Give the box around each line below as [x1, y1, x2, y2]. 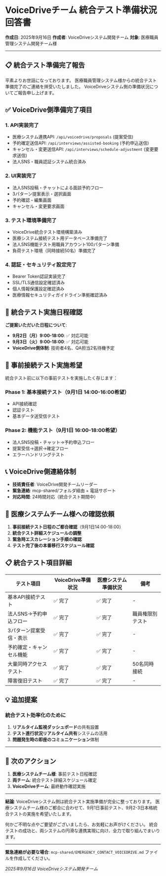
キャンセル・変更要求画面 [12, 203, 65, 209]
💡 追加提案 [5, 695, 38, 704]
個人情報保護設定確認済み [12, 286, 65, 292]
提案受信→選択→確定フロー [12, 445, 69, 451]
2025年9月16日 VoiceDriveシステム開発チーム [5, 866, 98, 872]
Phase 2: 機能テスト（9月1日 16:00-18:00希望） [5, 427, 121, 434]
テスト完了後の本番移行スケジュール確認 [12, 543, 95, 549]
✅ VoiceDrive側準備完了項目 [5, 106, 92, 114]
